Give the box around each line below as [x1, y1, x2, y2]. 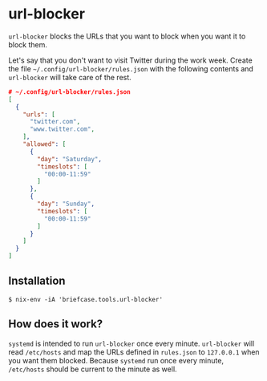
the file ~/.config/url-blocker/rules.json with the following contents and [8, 63, 254, 73]
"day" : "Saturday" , [37, 155, 103, 163]
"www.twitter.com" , [29, 125, 95, 133]
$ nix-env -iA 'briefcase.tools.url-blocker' [8, 295, 163, 303]
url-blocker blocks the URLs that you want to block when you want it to [8, 31, 246, 41]
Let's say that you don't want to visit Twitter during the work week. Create [8, 55, 253, 65]
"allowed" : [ [22, 140, 67, 148]
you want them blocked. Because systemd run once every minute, [8, 355, 225, 365]
